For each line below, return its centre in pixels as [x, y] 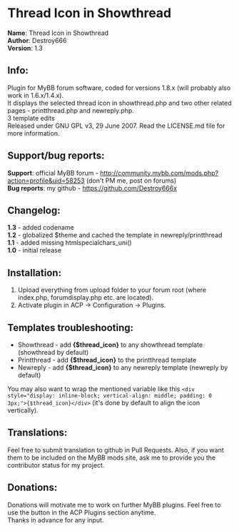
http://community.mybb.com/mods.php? [159, 173]
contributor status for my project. [56, 465]
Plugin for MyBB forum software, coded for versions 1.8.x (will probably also [119, 88]
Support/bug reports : [56, 156]
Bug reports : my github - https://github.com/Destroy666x [92, 188]
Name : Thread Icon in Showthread [58, 33]
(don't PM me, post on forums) [131, 181]
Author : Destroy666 [37, 40]
